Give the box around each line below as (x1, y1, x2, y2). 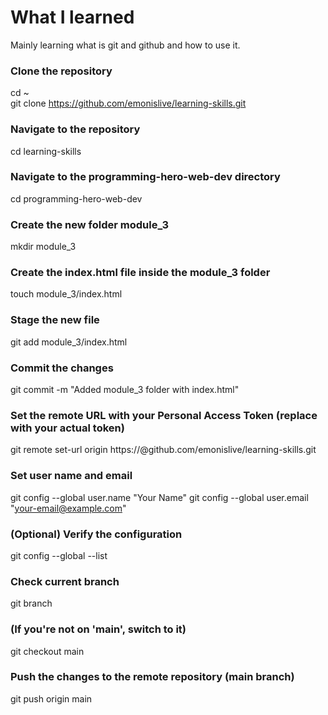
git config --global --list (10, 549, 108, 561)
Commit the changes (10, 361, 114, 375)
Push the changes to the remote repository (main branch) (10, 670, 295, 684)
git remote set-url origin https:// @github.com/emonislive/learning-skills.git (10, 444, 317, 456)
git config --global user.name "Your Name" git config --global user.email (10, 491, 309, 503)
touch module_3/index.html (10, 288, 123, 300)
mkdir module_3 (10, 241, 77, 253)
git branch (10, 597, 53, 610)
